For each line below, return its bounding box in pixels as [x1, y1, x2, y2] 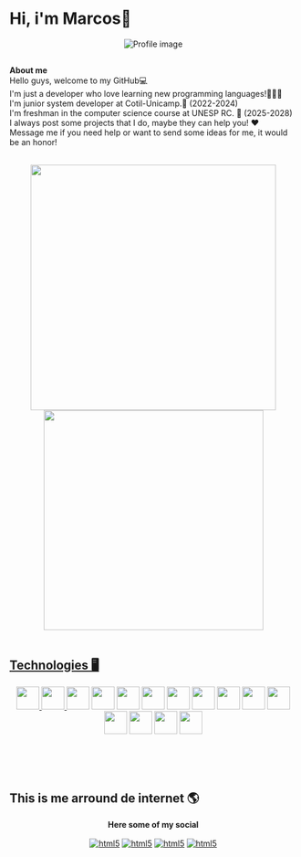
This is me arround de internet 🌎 [9, 790, 200, 806]
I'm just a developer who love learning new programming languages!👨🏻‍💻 [9, 89, 283, 100]
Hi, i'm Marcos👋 [9, 8, 132, 29]
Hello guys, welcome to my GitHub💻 [9, 75, 148, 86]
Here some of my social [108, 819, 199, 830]
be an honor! [9, 137, 57, 148]
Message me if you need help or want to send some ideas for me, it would [9, 127, 288, 138]
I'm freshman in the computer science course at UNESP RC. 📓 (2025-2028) [9, 108, 294, 119]
